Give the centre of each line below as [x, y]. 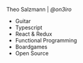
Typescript [29, 28]
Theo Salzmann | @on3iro [39, 9]
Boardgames [31, 47]
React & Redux [34, 34]
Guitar [23, 21]
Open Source [32, 53]
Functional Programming [46, 40]
